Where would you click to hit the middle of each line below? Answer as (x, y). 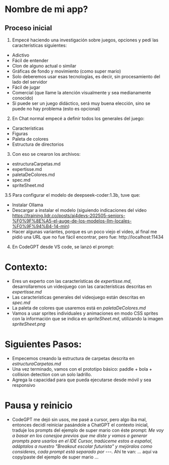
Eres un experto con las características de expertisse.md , (72, 281)
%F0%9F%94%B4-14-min (40, 226)
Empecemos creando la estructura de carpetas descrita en (73, 358)
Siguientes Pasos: (43, 344)
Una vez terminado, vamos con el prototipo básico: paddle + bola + (82, 369)
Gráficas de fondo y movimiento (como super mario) (67, 71)
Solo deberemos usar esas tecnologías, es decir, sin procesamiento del (86, 76)
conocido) (23, 98)
